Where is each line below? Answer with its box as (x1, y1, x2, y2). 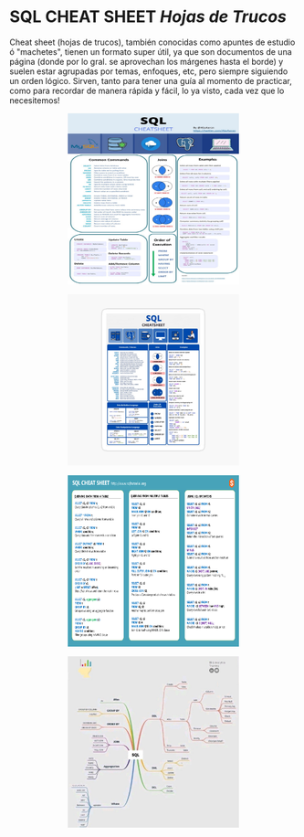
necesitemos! (9, 94, 61, 106)
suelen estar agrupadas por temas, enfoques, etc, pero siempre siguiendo (9, 66, 288, 77)
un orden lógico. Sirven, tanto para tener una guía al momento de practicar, (9, 75, 292, 86)
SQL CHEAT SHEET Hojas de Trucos (9, 6, 288, 27)
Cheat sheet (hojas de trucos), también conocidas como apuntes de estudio (9, 37, 296, 48)
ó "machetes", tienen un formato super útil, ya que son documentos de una (9, 46, 292, 57)
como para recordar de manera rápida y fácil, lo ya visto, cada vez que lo (9, 85, 285, 96)
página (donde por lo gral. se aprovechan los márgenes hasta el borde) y (9, 56, 284, 67)
